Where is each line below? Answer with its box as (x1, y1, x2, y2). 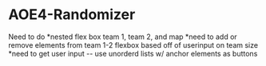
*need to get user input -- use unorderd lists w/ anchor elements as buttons (8, 49, 258, 58)
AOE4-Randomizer (8, 6, 136, 24)
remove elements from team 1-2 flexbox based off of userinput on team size (8, 40, 258, 49)
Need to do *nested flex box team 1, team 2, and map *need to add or (8, 32, 237, 41)
